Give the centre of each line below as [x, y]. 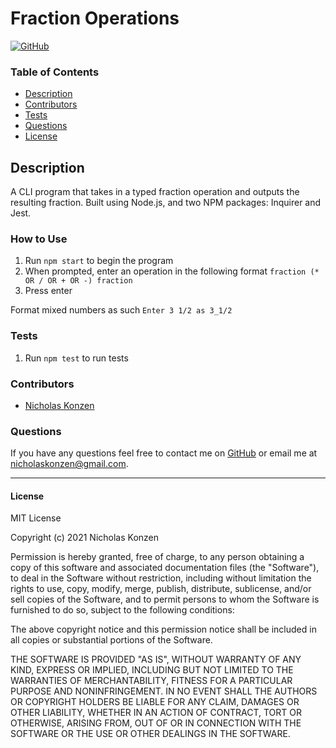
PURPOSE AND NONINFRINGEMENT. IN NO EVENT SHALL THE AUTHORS [164, 691]
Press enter [48, 291]
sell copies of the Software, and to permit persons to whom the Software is [165, 599]
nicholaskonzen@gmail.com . [69, 464]
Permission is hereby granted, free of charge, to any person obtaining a [157, 557]
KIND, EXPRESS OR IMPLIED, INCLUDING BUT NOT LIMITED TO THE [152, 670]
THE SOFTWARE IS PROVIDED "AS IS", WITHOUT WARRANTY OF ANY [156, 659]
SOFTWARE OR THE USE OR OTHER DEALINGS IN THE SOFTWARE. [150, 734]
